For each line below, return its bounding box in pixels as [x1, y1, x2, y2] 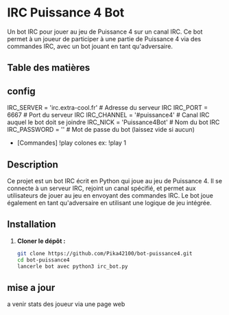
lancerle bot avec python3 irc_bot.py [16, 263, 128, 270]
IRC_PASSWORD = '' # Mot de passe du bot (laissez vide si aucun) [7, 126, 195, 134]
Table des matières [7, 62, 91, 73]
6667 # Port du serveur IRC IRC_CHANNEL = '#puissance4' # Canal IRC [7, 111, 210, 119]
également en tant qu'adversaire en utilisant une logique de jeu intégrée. [7, 198, 212, 207]
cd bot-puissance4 [16, 256, 70, 264]
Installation [7, 218, 56, 231]
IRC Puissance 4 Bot [7, 5, 125, 21]
